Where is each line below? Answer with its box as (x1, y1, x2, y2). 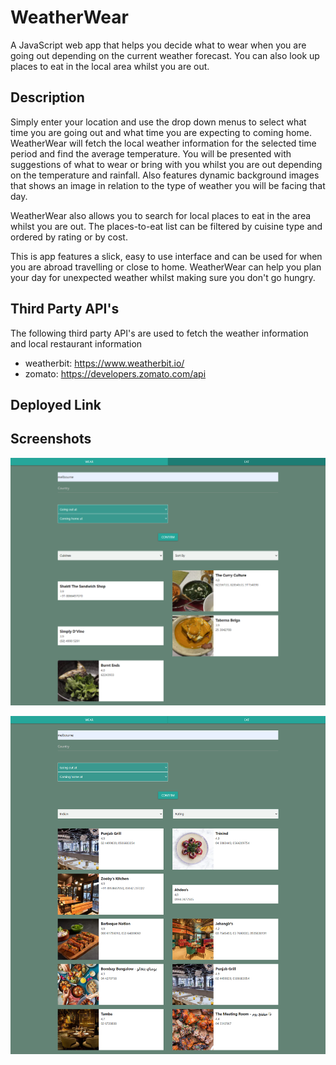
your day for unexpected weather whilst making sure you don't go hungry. (10, 271, 316, 283)
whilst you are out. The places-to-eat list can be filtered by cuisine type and (10, 220, 323, 232)
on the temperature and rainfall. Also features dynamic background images (10, 169, 320, 181)
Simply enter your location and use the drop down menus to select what (10, 116, 307, 128)
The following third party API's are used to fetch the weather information (10, 327, 309, 339)
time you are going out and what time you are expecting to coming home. (10, 126, 312, 138)
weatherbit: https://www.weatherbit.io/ (24, 357, 185, 369)
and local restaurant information (10, 337, 143, 350)
